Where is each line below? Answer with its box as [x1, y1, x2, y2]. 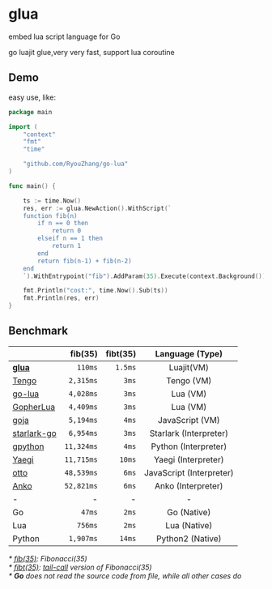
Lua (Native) [165, 519, 213, 531]
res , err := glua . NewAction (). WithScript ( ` [23, 204, 172, 212]
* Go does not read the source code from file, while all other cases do [8, 570, 242, 580]
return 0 [51, 227, 82, 235]
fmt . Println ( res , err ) [23, 294, 100, 302]
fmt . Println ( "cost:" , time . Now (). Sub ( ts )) [23, 287, 168, 295]
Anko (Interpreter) [155, 480, 224, 491]
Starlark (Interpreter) [149, 427, 229, 438]
